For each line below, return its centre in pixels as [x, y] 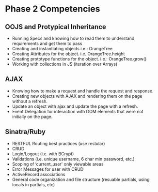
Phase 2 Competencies [53, 9]
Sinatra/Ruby [25, 132]
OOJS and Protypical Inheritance [56, 27]
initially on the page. [32, 117]
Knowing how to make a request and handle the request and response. [83, 91]
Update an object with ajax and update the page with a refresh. [75, 106]
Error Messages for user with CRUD [48, 169]
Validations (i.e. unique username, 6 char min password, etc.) [73, 159]
